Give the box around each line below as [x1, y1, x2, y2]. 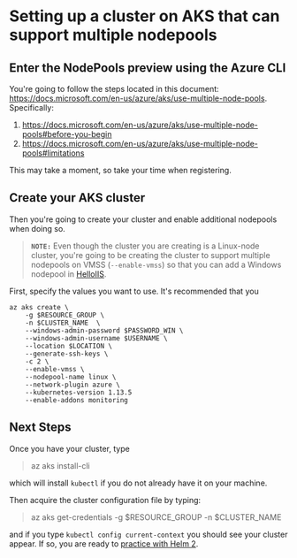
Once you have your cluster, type [9, 443, 130, 454]
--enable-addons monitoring [25, 395, 128, 404]
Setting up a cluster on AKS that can [9, 6, 280, 27]
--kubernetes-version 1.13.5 [25, 387, 133, 397]
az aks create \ [9, 302, 69, 311]
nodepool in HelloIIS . [30, 268, 107, 279]
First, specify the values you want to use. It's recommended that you [9, 286, 259, 296]
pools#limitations [21, 148, 85, 158]
